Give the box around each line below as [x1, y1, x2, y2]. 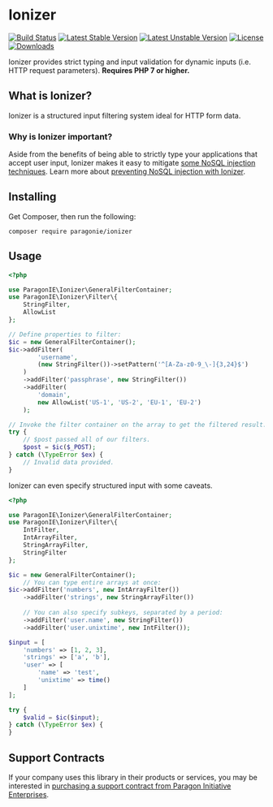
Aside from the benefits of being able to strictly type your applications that [8, 149, 258, 159]
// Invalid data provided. [23, 458, 115, 466]
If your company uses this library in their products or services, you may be [8, 772, 258, 782]
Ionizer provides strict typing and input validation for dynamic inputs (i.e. [8, 57, 252, 67]
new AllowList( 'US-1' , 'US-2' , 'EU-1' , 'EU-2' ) [37, 398, 201, 407]
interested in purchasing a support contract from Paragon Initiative [8, 781, 232, 791]
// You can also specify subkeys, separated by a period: [23, 609, 223, 617]
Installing [8, 190, 57, 204]
